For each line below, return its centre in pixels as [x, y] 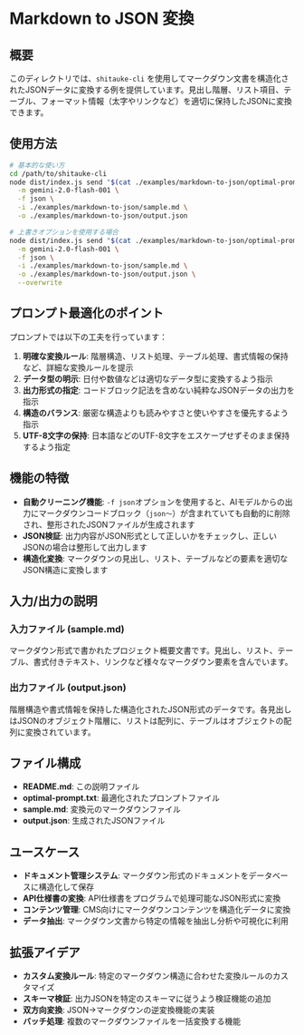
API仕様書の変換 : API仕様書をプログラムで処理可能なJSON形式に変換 [152, 898]
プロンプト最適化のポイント [87, 313]
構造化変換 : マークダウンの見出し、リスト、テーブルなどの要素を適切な [155, 558]
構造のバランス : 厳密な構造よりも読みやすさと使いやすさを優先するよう [156, 413]
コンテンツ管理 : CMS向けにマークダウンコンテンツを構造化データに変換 [157, 910]
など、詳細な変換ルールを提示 [78, 367]
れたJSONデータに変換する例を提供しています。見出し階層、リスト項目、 [147, 90]
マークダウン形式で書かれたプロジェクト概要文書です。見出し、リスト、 [143, 650]
